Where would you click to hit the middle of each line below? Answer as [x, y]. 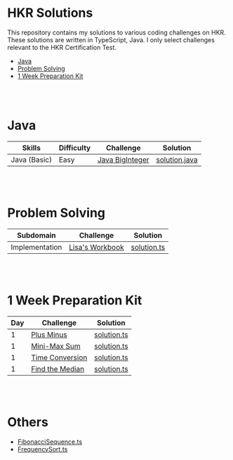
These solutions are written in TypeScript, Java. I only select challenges [111, 39]
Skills [31, 148]
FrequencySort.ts [42, 449]
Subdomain [36, 235]
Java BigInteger [123, 160]
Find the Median [58, 369]
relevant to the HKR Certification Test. [62, 47]
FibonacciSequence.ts [50, 442]
